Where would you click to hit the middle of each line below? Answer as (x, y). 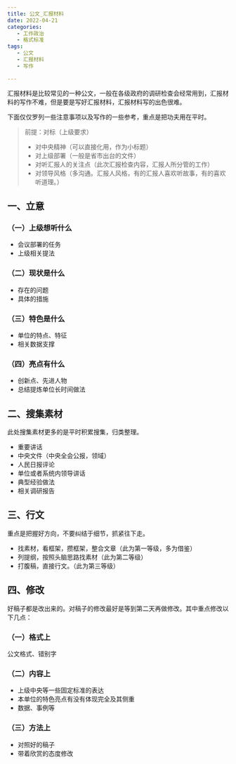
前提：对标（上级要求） (58, 131)
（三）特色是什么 (36, 318)
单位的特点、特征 (42, 335)
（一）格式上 (29, 637)
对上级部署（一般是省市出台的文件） (87, 155)
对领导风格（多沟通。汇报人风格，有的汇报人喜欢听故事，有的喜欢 (130, 173)
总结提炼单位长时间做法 (51, 389)
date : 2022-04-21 (33, 20)
